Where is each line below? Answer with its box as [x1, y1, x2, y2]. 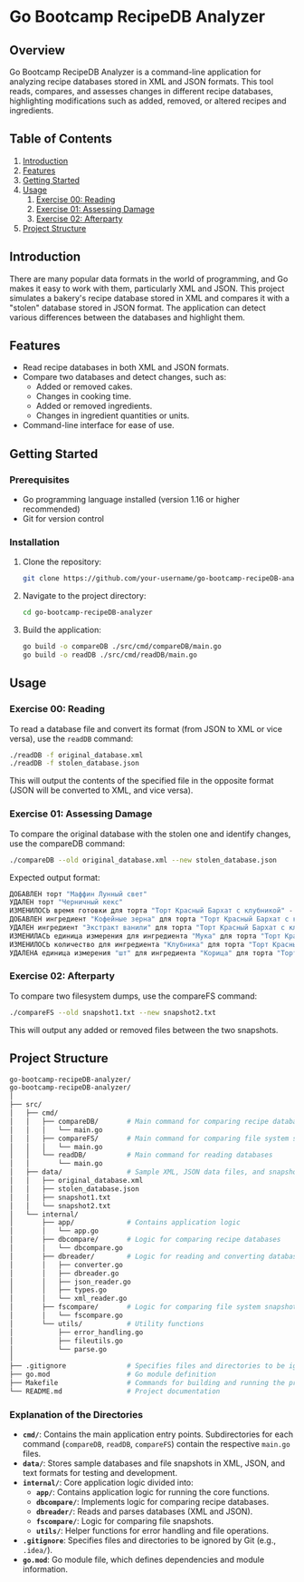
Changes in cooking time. [35, 391, 131, 402]
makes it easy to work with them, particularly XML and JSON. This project [9, 283, 285, 294]
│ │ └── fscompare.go [9, 1311, 124, 1321]
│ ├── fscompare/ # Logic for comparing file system [9, 1303, 261, 1312]
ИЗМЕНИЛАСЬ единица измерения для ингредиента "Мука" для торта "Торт [9, 932, 281, 941]
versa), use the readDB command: [9, 733, 134, 744]
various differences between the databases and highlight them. [9, 311, 246, 323]
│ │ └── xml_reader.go [9, 1294, 128, 1304]
